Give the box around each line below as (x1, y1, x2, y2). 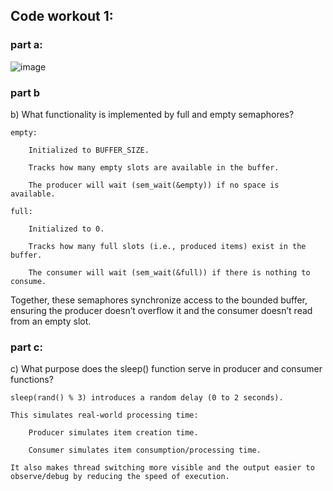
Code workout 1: (10, 8, 114, 25)
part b (10, 85, 41, 99)
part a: (10, 38, 43, 52)
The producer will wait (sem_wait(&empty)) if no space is (28, 180, 280, 190)
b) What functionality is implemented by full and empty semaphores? (10, 108, 295, 120)
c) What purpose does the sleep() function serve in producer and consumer (10, 363, 323, 375)
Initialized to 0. (28, 224, 105, 234)
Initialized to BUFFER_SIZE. (28, 145, 150, 155)
